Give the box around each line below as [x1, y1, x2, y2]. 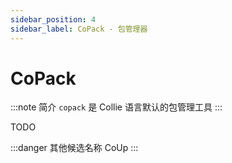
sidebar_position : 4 [10, 14, 97, 25]
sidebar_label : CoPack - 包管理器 [10, 24, 148, 34]
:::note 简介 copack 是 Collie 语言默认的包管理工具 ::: [10, 101, 223, 113]
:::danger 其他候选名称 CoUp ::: [10, 142, 139, 154]
